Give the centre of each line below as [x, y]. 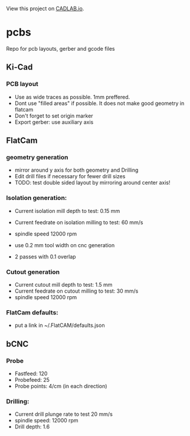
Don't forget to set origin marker [54, 116]
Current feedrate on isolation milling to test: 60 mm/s [79, 222]
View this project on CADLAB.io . [45, 9]
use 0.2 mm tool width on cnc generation [65, 245]
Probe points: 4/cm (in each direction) [61, 386]
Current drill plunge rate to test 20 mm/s [64, 414]
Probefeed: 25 [32, 379]
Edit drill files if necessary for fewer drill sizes [70, 176]
